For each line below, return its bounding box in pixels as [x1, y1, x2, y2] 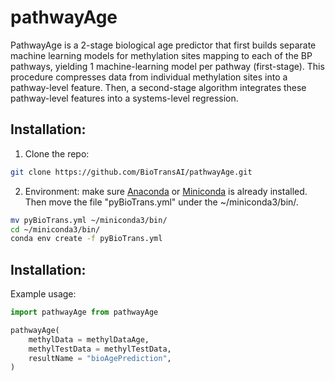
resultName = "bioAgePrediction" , [28, 353, 172, 363]
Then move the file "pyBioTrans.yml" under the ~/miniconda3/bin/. [24, 196, 299, 208]
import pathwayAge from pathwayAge [10, 307, 159, 318]
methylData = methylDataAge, [28, 334, 150, 345]
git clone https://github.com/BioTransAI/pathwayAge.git [10, 167, 253, 177]
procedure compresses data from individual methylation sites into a [10, 71, 288, 83]
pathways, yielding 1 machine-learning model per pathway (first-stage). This [10, 60, 325, 72]
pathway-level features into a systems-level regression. [10, 92, 239, 104]
